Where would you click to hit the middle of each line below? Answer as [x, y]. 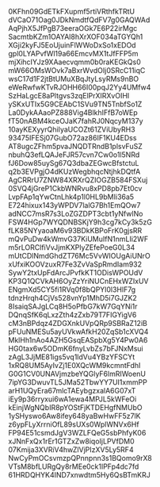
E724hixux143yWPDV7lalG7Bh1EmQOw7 [74, 205]
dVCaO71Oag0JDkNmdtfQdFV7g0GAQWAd [79, 20]
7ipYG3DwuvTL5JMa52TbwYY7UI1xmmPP [78, 382]
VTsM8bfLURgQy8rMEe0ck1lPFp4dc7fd [74, 466]
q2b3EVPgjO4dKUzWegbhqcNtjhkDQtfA [74, 171]
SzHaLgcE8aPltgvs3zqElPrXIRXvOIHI [69, 96]
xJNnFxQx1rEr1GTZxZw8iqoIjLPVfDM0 [71, 441]
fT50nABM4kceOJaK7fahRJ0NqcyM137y [76, 121]
